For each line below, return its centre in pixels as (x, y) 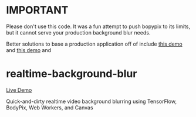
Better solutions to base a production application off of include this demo (94, 44)
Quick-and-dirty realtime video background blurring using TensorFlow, (92, 101)
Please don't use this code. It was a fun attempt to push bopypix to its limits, (98, 26)
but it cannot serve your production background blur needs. (78, 32)
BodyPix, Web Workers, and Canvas (50, 107)
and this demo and (29, 50)
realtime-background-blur (72, 74)
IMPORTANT (37, 10)
